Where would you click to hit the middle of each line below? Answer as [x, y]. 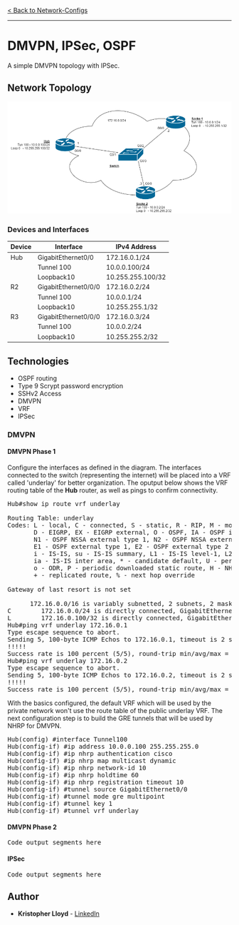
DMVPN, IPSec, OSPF [72, 46]
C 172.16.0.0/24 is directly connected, [92, 611]
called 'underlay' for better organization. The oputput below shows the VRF [118, 483]
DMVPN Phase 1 [32, 452]
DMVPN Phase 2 [32, 827]
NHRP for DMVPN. [34, 726]
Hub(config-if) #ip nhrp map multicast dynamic [92, 761]
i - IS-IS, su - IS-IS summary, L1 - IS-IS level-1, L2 [133, 554]
